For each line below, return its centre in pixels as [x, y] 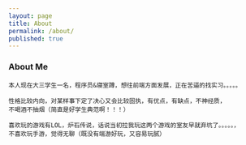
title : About [30, 23]
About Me [28, 67]
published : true [36, 38]
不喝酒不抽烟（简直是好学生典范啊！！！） [69, 109]
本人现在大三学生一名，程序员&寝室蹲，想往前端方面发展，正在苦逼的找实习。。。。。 [125, 85]
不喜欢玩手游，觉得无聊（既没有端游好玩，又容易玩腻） [87, 134]
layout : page [30, 16]
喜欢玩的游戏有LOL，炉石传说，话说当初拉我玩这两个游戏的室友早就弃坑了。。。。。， [124, 125]
